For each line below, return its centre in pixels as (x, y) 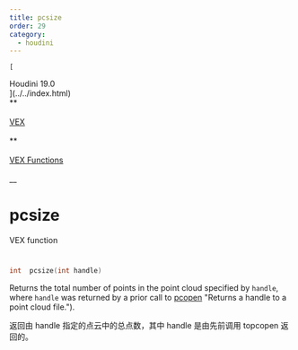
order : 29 (28, 26)
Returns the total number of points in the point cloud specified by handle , (144, 288)
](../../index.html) (40, 93)
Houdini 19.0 (32, 84)
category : (28, 34)
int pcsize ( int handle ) (56, 271)
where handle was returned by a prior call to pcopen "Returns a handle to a (148, 298)
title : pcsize (36, 17)
